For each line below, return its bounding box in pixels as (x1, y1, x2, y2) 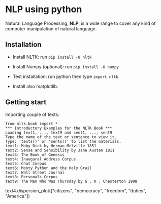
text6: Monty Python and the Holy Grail (5, 166, 92, 171)
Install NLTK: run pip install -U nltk (12, 54, 92, 60)
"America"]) (5, 193, 30, 199)
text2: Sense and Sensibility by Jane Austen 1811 (5, 148, 115, 153)
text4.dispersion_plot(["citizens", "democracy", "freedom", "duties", (5, 187, 146, 193)
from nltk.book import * (5, 121, 58, 126)
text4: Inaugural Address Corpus (5, 156, 76, 161)
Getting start (5, 98, 47, 107)
